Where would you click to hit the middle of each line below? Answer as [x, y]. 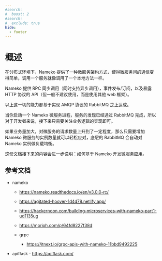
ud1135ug [29, 216]
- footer [18, 32]
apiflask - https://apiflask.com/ [43, 253]
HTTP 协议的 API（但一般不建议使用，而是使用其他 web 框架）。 [68, 94]
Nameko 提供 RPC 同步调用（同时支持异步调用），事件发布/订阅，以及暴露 [78, 88]
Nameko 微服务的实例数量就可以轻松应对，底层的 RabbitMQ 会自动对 [74, 137]
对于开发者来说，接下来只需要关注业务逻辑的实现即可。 [60, 121]
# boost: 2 [17, 14]
